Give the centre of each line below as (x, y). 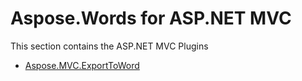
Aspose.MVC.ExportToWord (82, 65)
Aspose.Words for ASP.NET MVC (151, 18)
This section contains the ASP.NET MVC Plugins (109, 46)
